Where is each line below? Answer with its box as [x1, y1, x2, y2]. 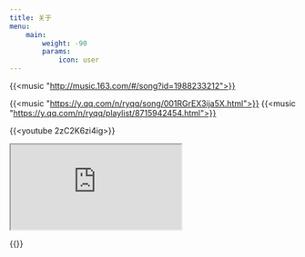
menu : [9, 22, 30, 31]
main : [25, 30, 47, 39]
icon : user [57, 55, 100, 64]
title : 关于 [9, 13, 52, 23]
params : [42, 47, 71, 56]
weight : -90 [42, 38, 88, 48]
